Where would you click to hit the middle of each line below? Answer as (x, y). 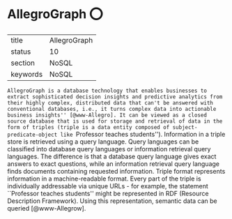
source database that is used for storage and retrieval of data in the (115, 121)
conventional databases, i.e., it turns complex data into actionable (112, 109)
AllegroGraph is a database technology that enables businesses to (107, 91)
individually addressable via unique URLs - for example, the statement (108, 186)
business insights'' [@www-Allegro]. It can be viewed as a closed (107, 115)
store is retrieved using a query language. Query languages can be (103, 142)
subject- (185, 127)
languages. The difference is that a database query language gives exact (112, 156)
